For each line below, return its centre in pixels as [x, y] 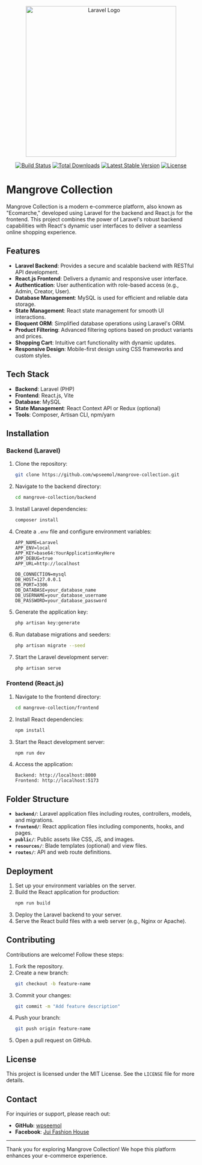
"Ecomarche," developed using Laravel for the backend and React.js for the [99, 213]
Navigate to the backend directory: [58, 486]
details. [15, 1081]
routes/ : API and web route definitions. [63, 852]
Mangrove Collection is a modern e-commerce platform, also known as [94, 206]
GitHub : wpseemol [38, 1125]
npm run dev [30, 753]
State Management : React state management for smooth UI [89, 310]
